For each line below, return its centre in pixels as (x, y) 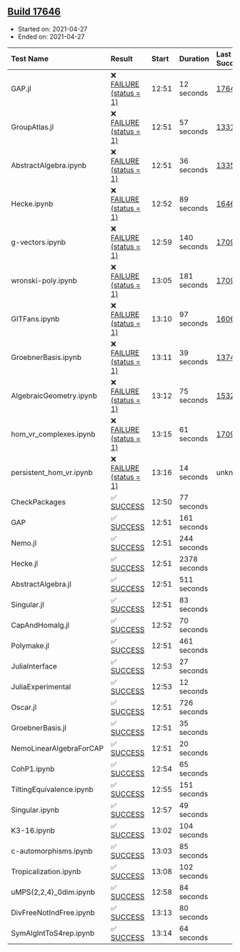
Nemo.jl (24, 543)
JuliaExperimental (41, 686)
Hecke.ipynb (32, 204)
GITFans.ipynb (35, 319)
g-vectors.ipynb (39, 242)
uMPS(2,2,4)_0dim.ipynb (53, 892)
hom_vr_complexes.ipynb (53, 434)
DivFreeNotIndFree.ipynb (53, 912)
